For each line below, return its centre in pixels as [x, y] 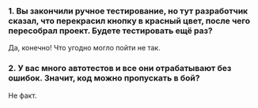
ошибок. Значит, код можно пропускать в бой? [104, 78]
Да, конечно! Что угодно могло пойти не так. [84, 48]
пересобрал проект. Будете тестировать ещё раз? [110, 31]
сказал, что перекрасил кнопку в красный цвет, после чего [129, 20]
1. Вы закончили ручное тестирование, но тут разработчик [128, 11]
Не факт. [23, 95]
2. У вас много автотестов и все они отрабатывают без [120, 69]
